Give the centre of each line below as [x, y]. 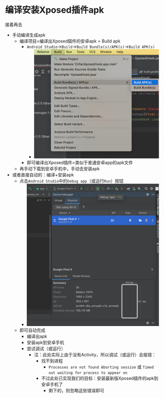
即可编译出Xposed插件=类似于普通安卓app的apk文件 [80, 163]
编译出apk [37, 336]
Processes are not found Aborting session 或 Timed [101, 367]
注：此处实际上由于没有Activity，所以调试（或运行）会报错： [95, 354]
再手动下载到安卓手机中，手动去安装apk [60, 169]
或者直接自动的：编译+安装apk [43, 175]
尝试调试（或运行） [46, 349]
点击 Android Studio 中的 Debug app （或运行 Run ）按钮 [71, 181]
